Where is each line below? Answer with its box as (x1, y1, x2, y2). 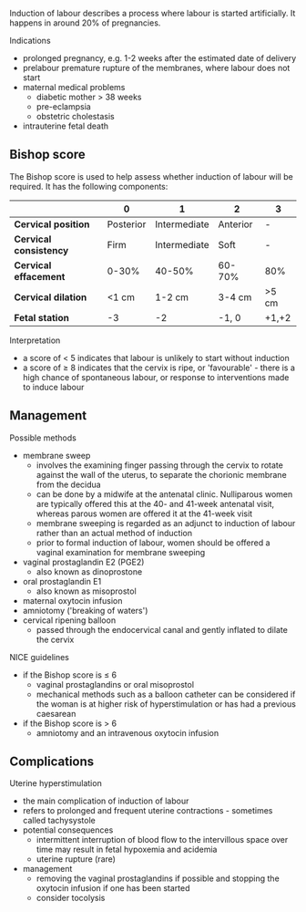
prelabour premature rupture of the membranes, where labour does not (22, 63, 291, 73)
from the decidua (36, 479, 102, 490)
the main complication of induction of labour (22, 795, 189, 806)
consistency (14, 244, 69, 256)
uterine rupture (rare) (36, 854, 117, 865)
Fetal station (14, 311, 70, 324)
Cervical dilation (14, 291, 87, 304)
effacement (14, 270, 66, 283)
